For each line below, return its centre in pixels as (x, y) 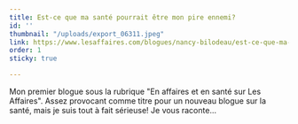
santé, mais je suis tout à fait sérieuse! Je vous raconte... (113, 110)
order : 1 (25, 50)
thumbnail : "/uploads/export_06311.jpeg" (87, 34)
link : (19, 42)
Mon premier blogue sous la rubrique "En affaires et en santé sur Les (135, 91)
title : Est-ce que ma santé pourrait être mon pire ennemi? (123, 17)
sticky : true (33, 58)
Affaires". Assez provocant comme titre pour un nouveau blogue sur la (138, 101)
